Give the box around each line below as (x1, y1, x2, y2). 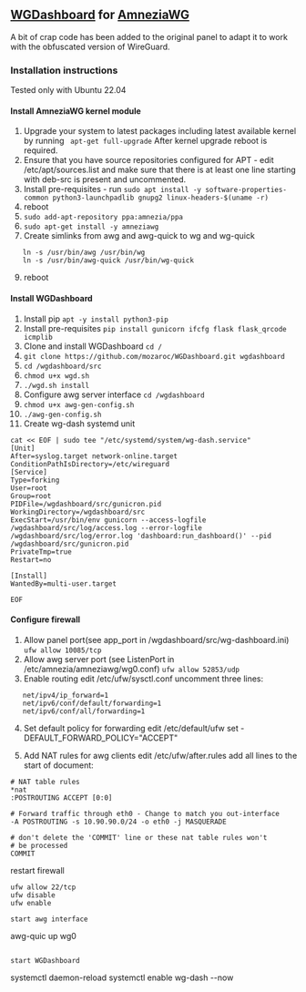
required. (23, 145, 58, 156)
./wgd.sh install (23, 381, 90, 390)
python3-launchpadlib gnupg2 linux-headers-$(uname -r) (52, 193, 270, 203)
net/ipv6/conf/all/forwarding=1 (22, 706, 146, 716)
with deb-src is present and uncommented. (23, 174, 187, 185)
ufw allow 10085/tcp (23, 646, 102, 655)
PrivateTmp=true (10, 547, 72, 557)
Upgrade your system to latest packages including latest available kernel (23, 126, 297, 137)
